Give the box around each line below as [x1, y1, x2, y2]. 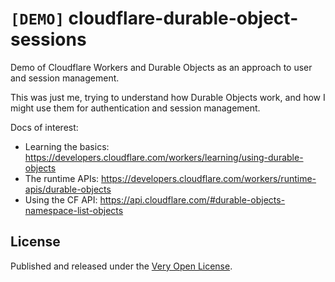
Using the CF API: [24, 193, 98, 206]
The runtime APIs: [24, 172, 100, 184]
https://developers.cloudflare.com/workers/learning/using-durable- [24, 151, 304, 163]
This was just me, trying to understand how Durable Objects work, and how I [10, 91, 326, 103]
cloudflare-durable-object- [68, 7, 299, 30]
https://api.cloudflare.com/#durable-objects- [99, 193, 286, 206]
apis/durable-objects [24, 183, 112, 195]
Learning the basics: [24, 140, 110, 152]
